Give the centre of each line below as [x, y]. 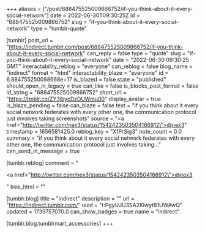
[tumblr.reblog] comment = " [42, 163]
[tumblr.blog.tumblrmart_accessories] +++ [60, 223]
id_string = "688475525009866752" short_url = [67, 92]
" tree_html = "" [26, 187]
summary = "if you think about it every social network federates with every [101, 138]
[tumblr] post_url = [30, 40]
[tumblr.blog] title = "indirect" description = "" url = [70, 198]
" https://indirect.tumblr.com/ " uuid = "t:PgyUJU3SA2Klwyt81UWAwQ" [95, 205]
